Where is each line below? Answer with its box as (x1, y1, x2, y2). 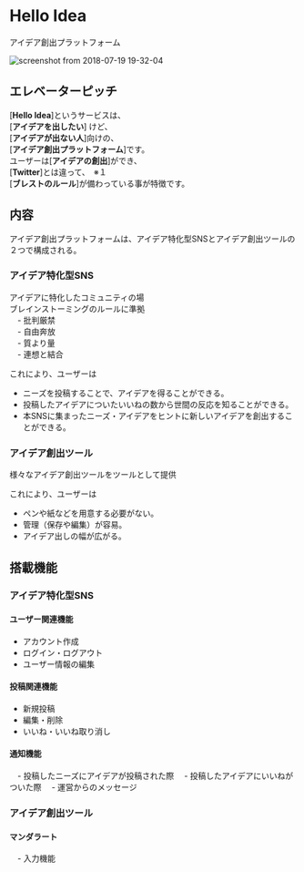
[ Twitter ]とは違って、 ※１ (9, 166, 107, 178)
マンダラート (9, 831, 57, 842)
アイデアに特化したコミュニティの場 (9, 292, 145, 303)
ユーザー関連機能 (9, 614, 74, 625)
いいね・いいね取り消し (22, 725, 111, 736)
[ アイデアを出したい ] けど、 (9, 120, 113, 132)
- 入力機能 (16, 853, 56, 864)
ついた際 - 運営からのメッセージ (9, 782, 138, 793)
